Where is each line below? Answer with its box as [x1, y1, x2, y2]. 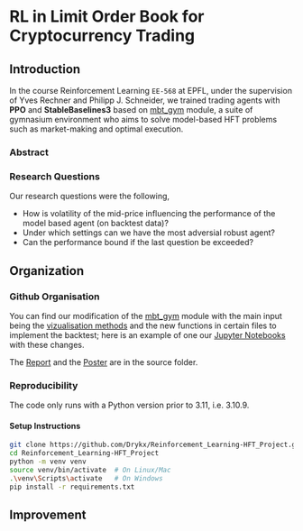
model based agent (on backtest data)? [22, 218, 170, 229]
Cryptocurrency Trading [9, 25, 196, 46]
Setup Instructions [9, 420, 81, 431]
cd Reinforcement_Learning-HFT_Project [9, 449, 160, 458]
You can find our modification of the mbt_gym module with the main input [9, 310, 282, 321]
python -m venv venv [9, 457, 87, 466]
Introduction [9, 61, 81, 77]
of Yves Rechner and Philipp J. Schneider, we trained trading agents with [9, 95, 280, 105]
